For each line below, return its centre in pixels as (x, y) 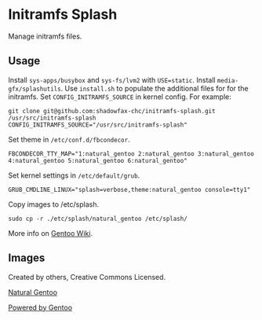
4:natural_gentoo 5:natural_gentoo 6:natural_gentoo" (98, 160)
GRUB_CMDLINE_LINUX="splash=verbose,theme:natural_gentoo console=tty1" (129, 189)
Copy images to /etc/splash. (54, 204)
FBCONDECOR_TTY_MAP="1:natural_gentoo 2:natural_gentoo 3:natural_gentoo (131, 154)
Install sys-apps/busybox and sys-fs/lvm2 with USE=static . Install (112, 79)
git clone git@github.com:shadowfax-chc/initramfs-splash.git (112, 111)
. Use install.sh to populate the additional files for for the (155, 88)
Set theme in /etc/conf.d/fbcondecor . (69, 139)
